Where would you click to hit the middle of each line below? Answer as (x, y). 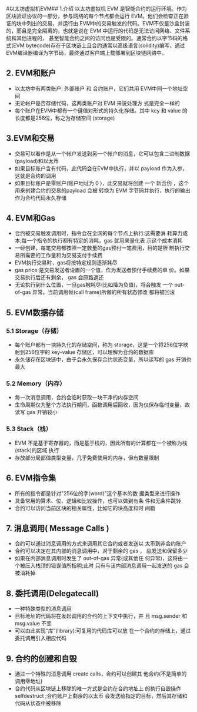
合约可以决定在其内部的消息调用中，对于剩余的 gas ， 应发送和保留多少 (101, 551)
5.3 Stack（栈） (29, 429)
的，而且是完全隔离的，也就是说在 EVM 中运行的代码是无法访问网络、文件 (96, 31)
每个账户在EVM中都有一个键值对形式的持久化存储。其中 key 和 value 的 (101, 110)
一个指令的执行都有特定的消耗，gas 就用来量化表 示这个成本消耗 (105, 241)
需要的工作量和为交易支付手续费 (64, 256)
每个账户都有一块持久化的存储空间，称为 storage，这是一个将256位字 (99, 345)
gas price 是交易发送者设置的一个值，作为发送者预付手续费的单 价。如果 (102, 270)
